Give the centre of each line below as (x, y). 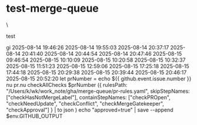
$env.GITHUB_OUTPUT (34, 116)
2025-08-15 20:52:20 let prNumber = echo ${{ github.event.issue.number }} (99, 79)
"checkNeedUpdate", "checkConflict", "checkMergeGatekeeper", (85, 103)
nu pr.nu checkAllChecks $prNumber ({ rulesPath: (67, 85)
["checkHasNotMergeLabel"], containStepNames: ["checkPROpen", (88, 97)
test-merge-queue (52, 9)
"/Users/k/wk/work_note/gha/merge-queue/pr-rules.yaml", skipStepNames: (98, 91)
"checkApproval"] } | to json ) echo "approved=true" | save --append (90, 110)
